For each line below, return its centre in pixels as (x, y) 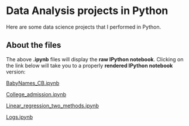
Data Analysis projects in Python (87, 11)
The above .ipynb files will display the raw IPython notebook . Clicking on (95, 59)
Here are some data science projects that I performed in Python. (84, 27)
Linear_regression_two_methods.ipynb (53, 106)
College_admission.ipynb (36, 94)
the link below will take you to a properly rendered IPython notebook (90, 65)
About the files (34, 45)
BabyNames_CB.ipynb (33, 83)
